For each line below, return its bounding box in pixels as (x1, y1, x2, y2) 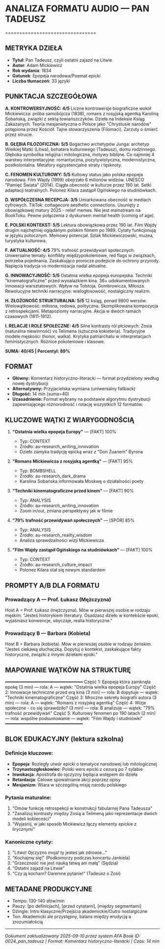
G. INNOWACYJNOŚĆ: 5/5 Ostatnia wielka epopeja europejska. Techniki (5, 272, 152, 278)
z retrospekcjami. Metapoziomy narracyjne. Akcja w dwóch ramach (5, 308, 141, 314)
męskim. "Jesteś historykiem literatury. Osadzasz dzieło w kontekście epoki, (5, 612, 160, 618)
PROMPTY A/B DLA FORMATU (5, 581, 100, 590)
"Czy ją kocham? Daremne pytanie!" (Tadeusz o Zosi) (12, 871, 121, 877)
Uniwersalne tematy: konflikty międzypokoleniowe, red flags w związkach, (5, 252, 156, 258)
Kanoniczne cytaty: (5, 838, 53, 845)
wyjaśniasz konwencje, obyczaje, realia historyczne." (5, 617, 113, 623)
